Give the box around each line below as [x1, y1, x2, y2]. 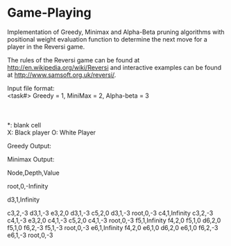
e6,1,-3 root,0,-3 [7, 231, 53, 239]
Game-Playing [7, 5, 92, 21]
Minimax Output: [7, 155, 55, 164]
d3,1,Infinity [7, 195, 40, 204]
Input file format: [7, 84, 55, 92]
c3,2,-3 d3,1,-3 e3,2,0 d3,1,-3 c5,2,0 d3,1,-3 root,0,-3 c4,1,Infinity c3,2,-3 [7, 209, 214, 217]
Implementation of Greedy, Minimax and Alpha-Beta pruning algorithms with [7, 28, 225, 36]
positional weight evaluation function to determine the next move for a [7, 35, 208, 43]
